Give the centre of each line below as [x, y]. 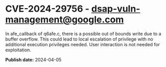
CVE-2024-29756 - [47, 9]
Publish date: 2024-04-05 [33, 59]
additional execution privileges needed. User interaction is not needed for [82, 44]
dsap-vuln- [116, 9]
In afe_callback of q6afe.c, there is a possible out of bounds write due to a [84, 33]
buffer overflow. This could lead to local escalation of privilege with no [79, 39]
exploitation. [18, 50]
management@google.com [65, 20]
